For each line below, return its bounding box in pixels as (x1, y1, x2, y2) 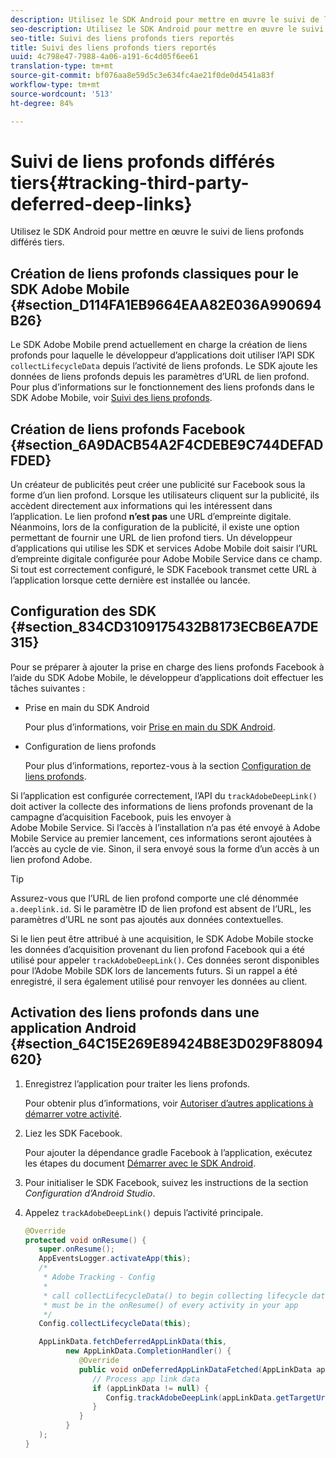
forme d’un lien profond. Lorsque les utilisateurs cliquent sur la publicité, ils (10, 489, 320, 501)
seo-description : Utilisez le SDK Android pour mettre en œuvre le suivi (10, 24, 325, 34)
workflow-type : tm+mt (10, 80, 101, 90)
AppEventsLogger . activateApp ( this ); (38, 1254, 192, 1264)
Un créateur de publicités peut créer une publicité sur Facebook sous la (10, 479, 306, 491)
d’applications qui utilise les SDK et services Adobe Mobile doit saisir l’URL (10, 542, 318, 555)
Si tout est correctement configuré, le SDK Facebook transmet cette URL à (10, 564, 317, 576)
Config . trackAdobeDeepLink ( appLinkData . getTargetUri (105, 1392, 330, 1403)
